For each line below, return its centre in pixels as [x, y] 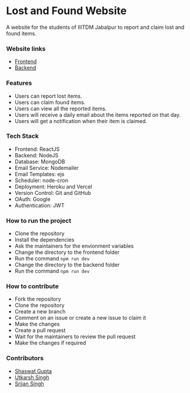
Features [19, 83]
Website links [26, 48]
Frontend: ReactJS [37, 149]
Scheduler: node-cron [41, 180]
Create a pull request [40, 331]
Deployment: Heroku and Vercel [53, 186]
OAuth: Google [33, 199]
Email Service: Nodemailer [47, 168]
